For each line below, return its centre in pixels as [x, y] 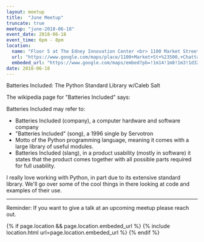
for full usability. [35, 166]
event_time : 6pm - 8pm [35, 40]
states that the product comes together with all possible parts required [103, 160]
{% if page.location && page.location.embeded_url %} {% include [88, 226]
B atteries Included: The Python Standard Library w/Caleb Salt [83, 86]
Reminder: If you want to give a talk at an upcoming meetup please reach [98, 208]
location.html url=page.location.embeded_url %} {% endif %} [83, 233]
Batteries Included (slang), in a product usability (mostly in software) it [103, 153]
